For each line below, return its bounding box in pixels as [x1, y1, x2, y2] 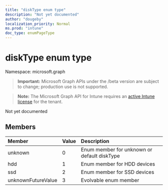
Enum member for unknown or [80, 146, 152, 153]
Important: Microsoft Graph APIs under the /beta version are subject [17, 78, 159, 84]
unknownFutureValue [7, 176, 57, 183]
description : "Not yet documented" [5, 12, 79, 17]
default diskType [80, 152, 120, 159]
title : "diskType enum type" [5, 7, 66, 12]
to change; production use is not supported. [17, 83, 108, 89]
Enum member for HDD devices [80, 160, 155, 167]
